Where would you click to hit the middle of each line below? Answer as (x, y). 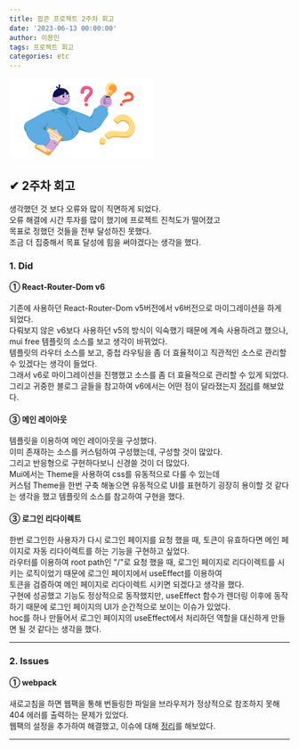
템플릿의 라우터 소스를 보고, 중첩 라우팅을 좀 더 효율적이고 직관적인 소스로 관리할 (148, 353)
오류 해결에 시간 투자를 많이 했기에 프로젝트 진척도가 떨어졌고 (115, 219)
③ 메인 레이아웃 (38, 419)
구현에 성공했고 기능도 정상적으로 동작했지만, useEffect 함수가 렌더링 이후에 (141, 596)
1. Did (21, 266)
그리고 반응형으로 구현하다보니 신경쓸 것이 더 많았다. (99, 463)
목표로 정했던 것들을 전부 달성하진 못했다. (81, 231)
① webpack (33, 682)
